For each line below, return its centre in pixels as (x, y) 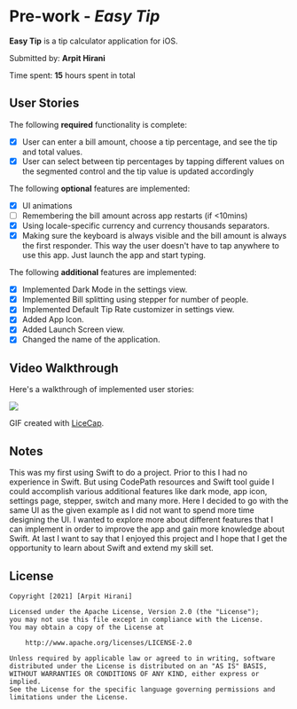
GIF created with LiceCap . (57, 423)
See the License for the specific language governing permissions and (142, 689)
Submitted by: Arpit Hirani (58, 58)
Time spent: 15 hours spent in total (72, 75)
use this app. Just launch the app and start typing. (114, 256)
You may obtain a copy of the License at (87, 627)
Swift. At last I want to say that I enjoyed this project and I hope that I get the (148, 539)
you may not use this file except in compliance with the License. (137, 619)
